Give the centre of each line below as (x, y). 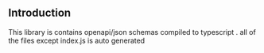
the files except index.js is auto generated (77, 40)
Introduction (40, 13)
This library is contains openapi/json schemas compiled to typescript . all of (132, 32)
